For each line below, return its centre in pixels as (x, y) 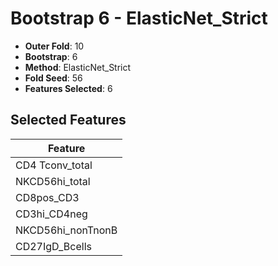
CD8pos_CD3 (47, 197)
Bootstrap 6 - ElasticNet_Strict (139, 18)
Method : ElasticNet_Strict (78, 67)
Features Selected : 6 (68, 88)
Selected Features (68, 120)
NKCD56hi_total (53, 181)
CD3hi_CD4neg (51, 214)
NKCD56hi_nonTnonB (66, 230)
